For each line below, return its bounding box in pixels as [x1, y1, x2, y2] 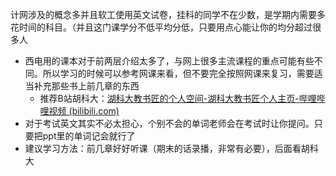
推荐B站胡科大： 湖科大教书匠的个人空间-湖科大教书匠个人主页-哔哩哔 [39, 93, 326, 104]
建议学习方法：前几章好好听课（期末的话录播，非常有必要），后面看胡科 [24, 143, 319, 154]
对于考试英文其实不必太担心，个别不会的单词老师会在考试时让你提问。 [24, 118, 315, 129]
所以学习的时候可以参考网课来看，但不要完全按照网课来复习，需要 [42, 68, 315, 79]
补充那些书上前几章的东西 [33, 80, 140, 92]
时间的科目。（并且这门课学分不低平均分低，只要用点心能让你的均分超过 [18, 21, 313, 33]
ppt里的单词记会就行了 [42, 130, 136, 142]
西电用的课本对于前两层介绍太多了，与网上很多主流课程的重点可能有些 [24, 55, 315, 67]
